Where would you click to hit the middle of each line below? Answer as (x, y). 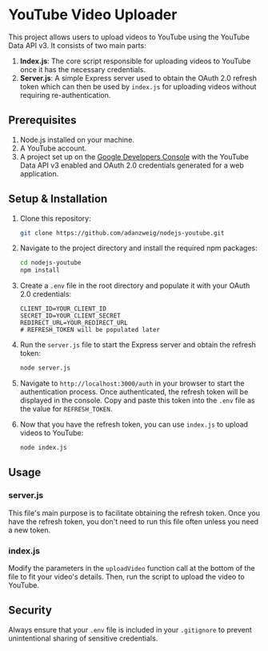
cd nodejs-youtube (50, 263)
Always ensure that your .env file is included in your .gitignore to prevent (130, 629)
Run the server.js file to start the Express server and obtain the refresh (138, 345)
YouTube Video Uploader (93, 15)
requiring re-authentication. (65, 95)
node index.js (43, 448)
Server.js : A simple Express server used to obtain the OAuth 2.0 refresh (138, 78)
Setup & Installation (58, 199)
